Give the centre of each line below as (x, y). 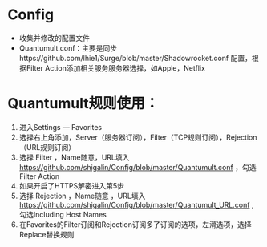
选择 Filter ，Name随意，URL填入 (74, 157)
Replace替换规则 (47, 234)
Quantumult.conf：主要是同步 (68, 48)
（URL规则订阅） (47, 147)
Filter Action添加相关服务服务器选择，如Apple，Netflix (116, 68)
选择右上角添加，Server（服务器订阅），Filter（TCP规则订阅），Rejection (138, 137)
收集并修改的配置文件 (54, 38)
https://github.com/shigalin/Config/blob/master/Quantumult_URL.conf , (136, 204)
